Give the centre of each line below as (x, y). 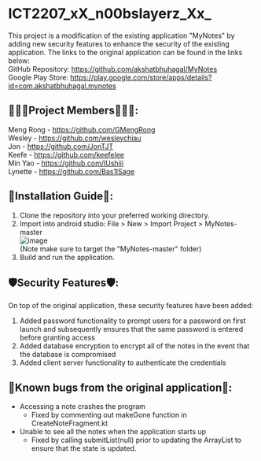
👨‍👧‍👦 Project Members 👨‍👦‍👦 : (74, 111)
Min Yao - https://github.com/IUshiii (66, 163)
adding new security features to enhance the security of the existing (119, 43)
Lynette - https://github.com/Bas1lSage (72, 171)
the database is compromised (68, 355)
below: (19, 61)
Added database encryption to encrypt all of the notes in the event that (134, 346)
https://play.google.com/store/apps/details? (141, 77)
